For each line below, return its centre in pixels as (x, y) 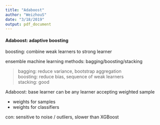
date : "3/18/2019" (25, 19)
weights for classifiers (36, 107)
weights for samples (34, 102)
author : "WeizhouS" (26, 15)
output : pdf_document (28, 24)
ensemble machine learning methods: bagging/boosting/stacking (74, 61)
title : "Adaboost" (25, 10)
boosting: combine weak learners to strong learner (59, 52)
